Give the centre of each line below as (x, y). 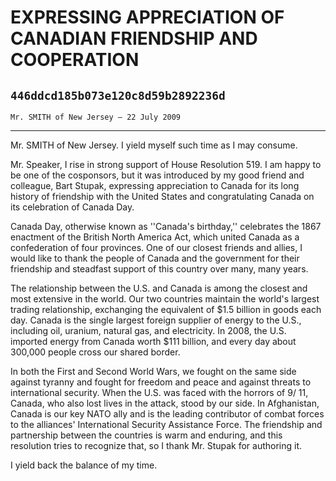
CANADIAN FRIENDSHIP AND (134, 38)
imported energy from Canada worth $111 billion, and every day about (153, 341)
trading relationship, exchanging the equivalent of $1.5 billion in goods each (166, 309)
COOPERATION (75, 60)
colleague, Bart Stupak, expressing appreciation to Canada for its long (155, 185)
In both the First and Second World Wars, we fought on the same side (153, 371)
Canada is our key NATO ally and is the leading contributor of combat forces (167, 414)
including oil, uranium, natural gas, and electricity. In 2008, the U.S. (148, 330)
